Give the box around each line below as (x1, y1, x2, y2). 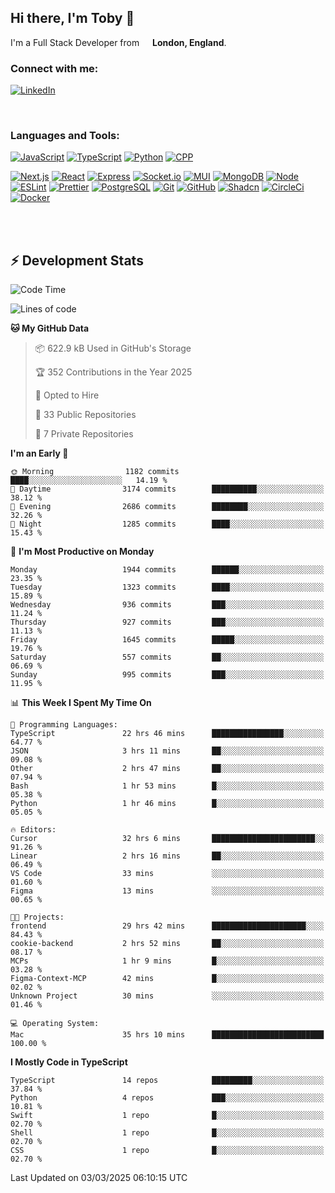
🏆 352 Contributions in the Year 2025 (34, 366, 193, 378)
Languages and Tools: (10, 129, 120, 143)
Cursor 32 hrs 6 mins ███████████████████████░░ (10, 834, 325, 844)
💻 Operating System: (10, 1019, 100, 1029)
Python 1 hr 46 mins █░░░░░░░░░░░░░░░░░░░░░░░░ (10, 799, 325, 809)
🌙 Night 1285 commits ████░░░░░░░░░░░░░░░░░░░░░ (10, 519, 325, 530)
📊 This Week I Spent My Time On (10, 697, 152, 709)
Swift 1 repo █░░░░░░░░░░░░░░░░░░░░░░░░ (10, 1111, 325, 1121)
